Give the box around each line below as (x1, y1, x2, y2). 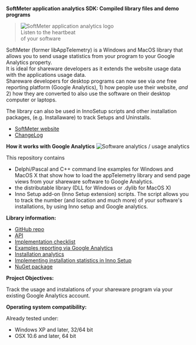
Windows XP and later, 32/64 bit (14, 326, 93, 333)
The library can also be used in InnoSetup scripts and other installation (6, 108, 177, 114)
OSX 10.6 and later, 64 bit (14, 333, 76, 339)
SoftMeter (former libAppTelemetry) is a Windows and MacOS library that (6, 46, 183, 53)
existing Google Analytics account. (6, 292, 90, 299)
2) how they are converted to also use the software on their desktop (6, 90, 171, 97)
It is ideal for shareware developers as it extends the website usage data (6, 65, 181, 72)
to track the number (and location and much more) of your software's (14, 197, 183, 204)
